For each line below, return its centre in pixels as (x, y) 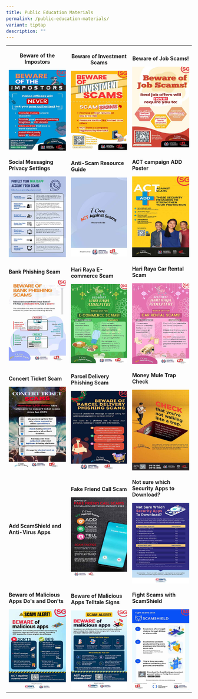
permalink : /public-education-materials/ (58, 19)
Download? (146, 494)
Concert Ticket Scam (35, 378)
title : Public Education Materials (50, 12)
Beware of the (37, 55)
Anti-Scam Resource (98, 163)
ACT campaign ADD (157, 162)
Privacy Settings (29, 169)
